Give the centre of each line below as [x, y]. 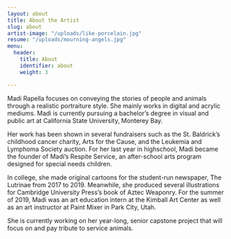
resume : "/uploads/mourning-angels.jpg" [67, 40]
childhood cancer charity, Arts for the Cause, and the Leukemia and [105, 141]
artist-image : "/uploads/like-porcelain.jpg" [74, 33]
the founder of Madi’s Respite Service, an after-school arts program [104, 156]
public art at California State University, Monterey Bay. [85, 120]
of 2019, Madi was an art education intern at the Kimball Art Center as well [114, 199]
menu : [15, 46]
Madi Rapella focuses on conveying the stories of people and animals [107, 98]
